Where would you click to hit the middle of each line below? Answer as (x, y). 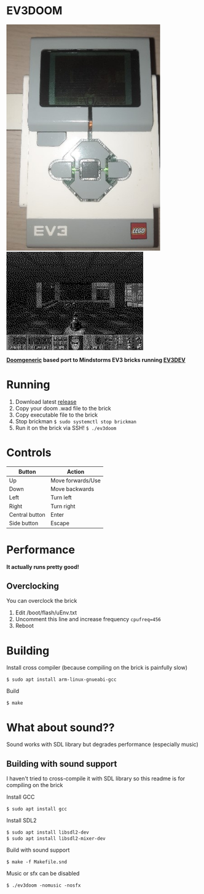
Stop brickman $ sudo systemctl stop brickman (76, 422)
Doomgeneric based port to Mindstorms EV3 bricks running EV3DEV (96, 360)
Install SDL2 (22, 820)
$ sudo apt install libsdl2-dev (48, 833)
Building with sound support (62, 763)
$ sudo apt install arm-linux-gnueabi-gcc (61, 680)
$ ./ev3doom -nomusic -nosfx (44, 885)
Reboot (24, 626)
